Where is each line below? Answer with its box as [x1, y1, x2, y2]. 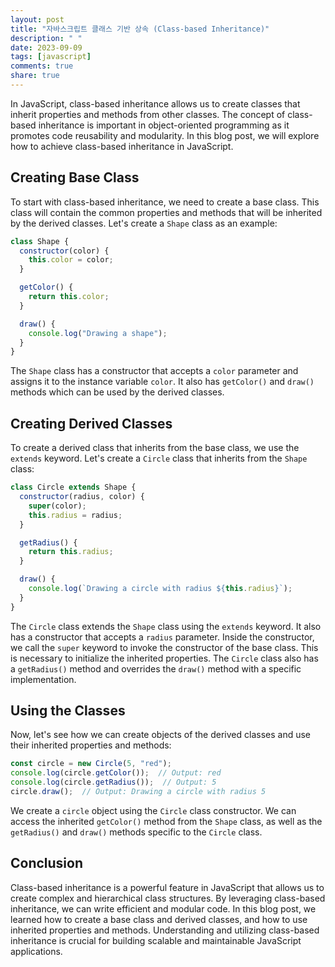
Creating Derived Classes [10, 415, 173, 432]
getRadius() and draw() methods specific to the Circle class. [10, 826, 263, 838]
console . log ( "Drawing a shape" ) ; [28, 328, 168, 338]
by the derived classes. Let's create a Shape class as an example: [10, 217, 278, 229]
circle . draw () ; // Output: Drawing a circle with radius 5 [10, 787, 267, 797]
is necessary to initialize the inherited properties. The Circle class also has [10, 652, 319, 664]
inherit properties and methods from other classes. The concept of [10, 108, 286, 120]
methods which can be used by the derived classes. [10, 386, 225, 398]
